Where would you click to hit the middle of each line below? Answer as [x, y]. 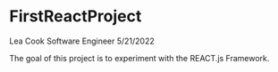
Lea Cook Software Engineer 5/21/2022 [82, 41]
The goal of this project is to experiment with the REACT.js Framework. [139, 58]
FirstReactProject [76, 16]
